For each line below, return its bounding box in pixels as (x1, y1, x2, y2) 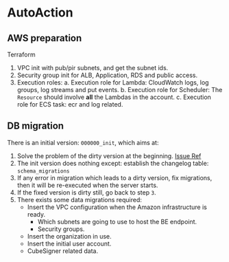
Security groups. (37, 225, 85, 233)
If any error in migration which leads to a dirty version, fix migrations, (16, 173, 213, 182)
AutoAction (7, 5, 73, 21)
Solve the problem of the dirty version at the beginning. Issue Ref (16, 151, 202, 160)
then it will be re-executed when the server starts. (16, 181, 158, 189)
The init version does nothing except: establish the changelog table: (16, 159, 209, 167)
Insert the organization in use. (27, 232, 112, 240)
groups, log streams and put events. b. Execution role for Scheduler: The (16, 86, 223, 94)
